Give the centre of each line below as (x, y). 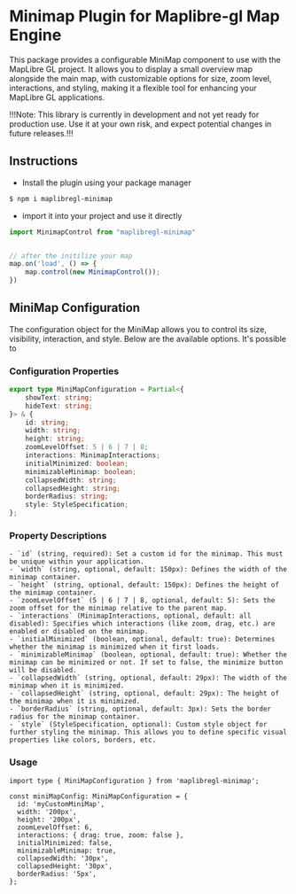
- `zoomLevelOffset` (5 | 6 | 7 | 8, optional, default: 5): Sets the (142, 601)
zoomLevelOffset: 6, (55, 827)
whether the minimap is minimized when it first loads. (114, 647)
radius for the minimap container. (75, 717)
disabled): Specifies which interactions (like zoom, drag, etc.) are (142, 624)
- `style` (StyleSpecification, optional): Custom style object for (138, 725)
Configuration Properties (64, 371)
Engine (35, 35)
